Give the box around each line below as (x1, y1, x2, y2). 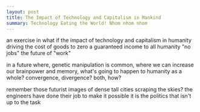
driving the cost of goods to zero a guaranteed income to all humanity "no (6, 43, 191, 50)
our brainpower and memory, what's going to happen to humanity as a (6, 68, 182, 75)
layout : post (6, 8, 39, 15)
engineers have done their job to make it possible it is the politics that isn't (6, 92, 192, 100)
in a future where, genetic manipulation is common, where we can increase (6, 61, 194, 68)
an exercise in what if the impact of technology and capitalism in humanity (6, 37, 192, 44)
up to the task (6, 99, 41, 106)
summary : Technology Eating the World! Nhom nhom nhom (6, 20, 148, 26)
